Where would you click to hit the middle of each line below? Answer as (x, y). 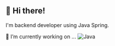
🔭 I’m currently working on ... (41, 37)
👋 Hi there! (26, 11)
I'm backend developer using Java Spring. (57, 25)
